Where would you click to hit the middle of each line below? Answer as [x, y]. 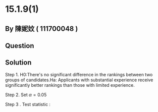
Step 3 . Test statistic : [28, 104]
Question [20, 46]
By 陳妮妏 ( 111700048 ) [42, 28]
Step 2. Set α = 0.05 [26, 95]
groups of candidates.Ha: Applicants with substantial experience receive [79, 80]
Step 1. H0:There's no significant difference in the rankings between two [79, 74]
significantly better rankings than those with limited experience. [70, 85]
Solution [18, 63]
